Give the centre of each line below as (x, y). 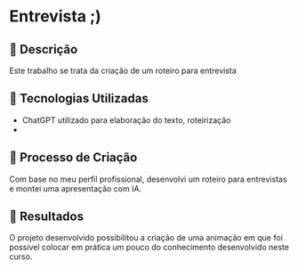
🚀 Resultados (47, 217)
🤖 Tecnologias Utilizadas (79, 98)
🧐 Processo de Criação (73, 158)
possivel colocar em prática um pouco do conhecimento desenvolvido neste (149, 248)
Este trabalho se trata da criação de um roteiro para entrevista (123, 70)
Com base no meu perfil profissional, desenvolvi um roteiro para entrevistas (148, 179)
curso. (21, 257)
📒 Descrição (44, 49)
